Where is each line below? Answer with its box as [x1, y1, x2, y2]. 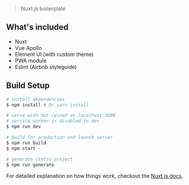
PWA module [14, 57, 47, 64]
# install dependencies [6, 96, 65, 102]
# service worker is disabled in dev [6, 118, 100, 124]
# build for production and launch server [6, 134, 113, 140]
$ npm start [6, 145, 36, 151]
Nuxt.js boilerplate [20, 5, 66, 12]
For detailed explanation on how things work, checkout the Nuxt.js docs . [6, 173, 184, 180]
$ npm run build [6, 140, 46, 146]
